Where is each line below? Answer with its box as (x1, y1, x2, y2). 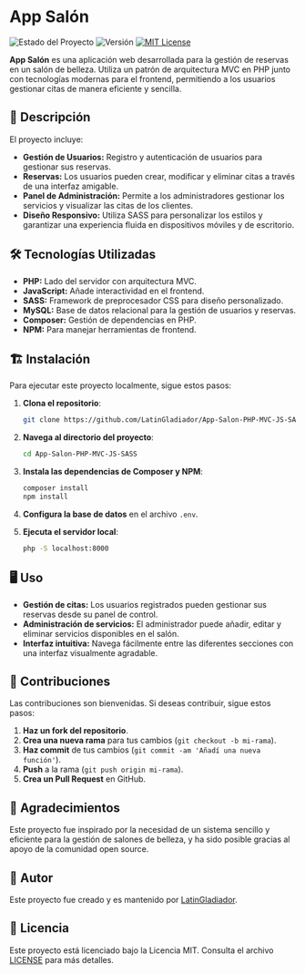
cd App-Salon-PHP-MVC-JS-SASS (22, 449, 138, 459)
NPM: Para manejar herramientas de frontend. (22, 323, 198, 334)
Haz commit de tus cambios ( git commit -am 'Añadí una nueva (22, 744, 261, 755)
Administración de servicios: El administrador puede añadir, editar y (22, 618, 282, 630)
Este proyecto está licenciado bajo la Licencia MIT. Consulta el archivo (9, 945, 274, 956)
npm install (22, 492, 68, 501)
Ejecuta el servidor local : (22, 526, 118, 537)
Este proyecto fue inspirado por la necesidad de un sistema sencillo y (9, 825, 270, 836)
